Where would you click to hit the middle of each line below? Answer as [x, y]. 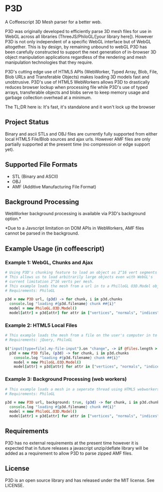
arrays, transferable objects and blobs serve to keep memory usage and [77, 92]
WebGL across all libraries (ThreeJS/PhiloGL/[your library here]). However [79, 36]
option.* [13, 219]
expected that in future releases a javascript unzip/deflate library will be [77, 448]
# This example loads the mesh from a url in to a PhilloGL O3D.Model [78, 286]
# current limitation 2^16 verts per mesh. [50, 281]
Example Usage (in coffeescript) [55, 248]
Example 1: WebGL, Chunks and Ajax [49, 262]
